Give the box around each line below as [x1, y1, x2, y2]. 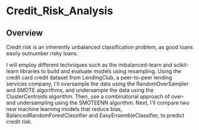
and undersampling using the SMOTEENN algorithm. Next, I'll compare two [6, 99, 189, 106]
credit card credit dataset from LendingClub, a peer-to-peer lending [6, 74, 172, 81]
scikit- [173, 61, 189, 68]
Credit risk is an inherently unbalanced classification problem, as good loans [6, 43, 193, 50]
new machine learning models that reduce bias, [6, 106, 122, 112]
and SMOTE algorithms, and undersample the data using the [6, 87, 154, 93]
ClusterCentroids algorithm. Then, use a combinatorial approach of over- [6, 93, 185, 100]
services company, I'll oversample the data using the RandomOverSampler [6, 80, 189, 87]
